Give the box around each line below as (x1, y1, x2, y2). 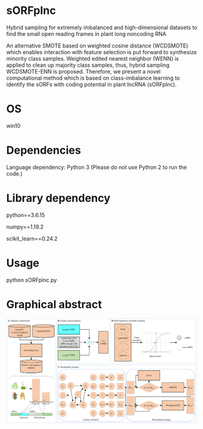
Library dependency (6, 191, 111, 205)
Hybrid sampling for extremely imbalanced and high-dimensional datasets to (6, 24, 198, 31)
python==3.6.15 (6, 211, 45, 219)
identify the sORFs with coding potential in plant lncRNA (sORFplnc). (6, 80, 177, 88)
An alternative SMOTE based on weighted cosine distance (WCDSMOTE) (6, 42, 188, 49)
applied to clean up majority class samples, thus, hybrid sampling (6, 61, 170, 69)
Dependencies (6, 143, 81, 157)
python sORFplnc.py (6, 276, 58, 283)
